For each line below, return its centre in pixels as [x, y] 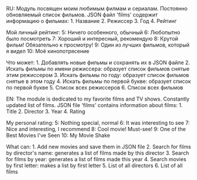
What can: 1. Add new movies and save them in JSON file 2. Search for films [99, 147]
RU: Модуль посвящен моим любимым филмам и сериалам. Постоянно [97, 9]
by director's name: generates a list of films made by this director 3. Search [98, 153]
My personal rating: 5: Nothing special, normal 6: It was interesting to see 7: [98, 123]
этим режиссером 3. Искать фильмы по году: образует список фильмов [98, 75]
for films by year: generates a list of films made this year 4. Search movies [96, 159]
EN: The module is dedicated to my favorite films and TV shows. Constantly [98, 99]
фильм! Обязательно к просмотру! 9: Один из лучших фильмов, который [98, 45]
